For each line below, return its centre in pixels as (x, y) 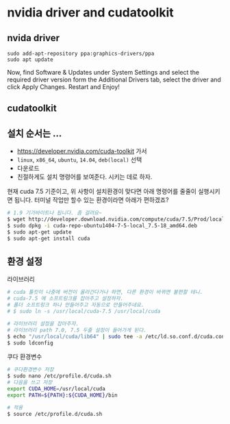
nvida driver (34, 38)
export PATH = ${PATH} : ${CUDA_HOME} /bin (62, 395)
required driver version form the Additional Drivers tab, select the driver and (114, 79)
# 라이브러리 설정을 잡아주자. (43, 323)
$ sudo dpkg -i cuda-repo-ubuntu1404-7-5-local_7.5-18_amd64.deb (102, 225)
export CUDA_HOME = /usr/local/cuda (56, 389)
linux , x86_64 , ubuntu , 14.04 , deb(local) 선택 (79, 160)
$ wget (16, 220)
